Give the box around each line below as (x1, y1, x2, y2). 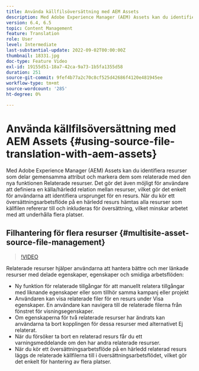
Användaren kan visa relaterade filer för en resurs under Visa (14, 295, 164, 302)
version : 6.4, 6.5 (6, 20, 52, 25)
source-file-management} (6, 238, 105, 248)
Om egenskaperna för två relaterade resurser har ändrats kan (14, 314, 165, 321)
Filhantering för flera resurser (6, 228, 118, 238)
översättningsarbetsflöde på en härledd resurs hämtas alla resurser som (6, 198, 182, 205)
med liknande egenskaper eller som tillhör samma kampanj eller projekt (14, 289, 189, 296)
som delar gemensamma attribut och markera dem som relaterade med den (6, 173, 191, 180)
